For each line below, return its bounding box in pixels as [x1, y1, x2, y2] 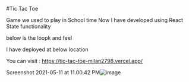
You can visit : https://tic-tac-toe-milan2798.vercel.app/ [6, 58, 143, 64]
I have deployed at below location [6, 46, 89, 53]
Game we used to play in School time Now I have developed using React [6, 17, 183, 23]
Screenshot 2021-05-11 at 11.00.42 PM [6, 69, 100, 76]
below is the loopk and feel [6, 34, 73, 41]
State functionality [6, 23, 51, 30]
